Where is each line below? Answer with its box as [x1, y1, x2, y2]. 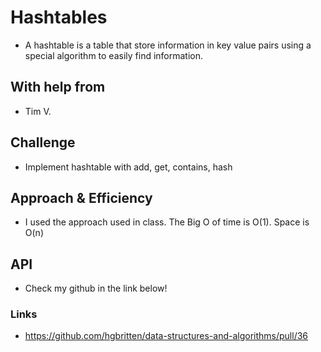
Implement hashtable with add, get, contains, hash [24, 161, 233, 173]
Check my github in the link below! [24, 282, 168, 295]
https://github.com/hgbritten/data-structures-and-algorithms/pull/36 [24, 330, 309, 342]
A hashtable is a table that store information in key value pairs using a [24, 39, 312, 51]
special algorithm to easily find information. [24, 49, 204, 61]
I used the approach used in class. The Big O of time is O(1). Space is [24, 216, 310, 228]
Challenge [10, 134, 76, 151]
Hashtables [10, 6, 108, 29]
